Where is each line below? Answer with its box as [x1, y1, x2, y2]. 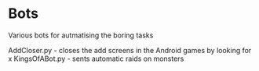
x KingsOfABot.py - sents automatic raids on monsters [8, 54, 184, 63]
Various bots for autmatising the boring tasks [8, 30, 154, 40]
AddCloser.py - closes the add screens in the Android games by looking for [8, 45, 252, 55]
